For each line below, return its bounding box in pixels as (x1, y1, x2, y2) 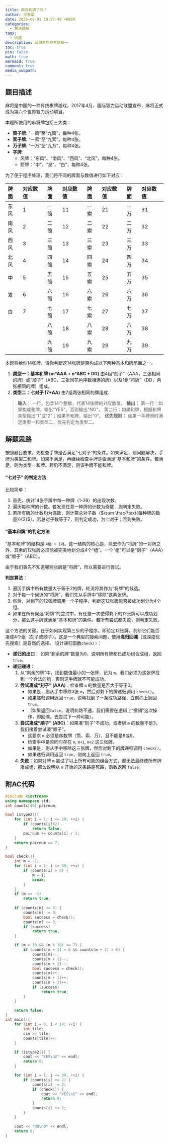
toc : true (5, 45, 26, 50)
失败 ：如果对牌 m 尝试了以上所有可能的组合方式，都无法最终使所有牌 (20, 758, 162, 764)
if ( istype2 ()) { (14, 1049, 51, 1054)
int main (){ (5, 1017, 30, 1022)
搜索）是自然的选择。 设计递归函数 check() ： (9, 640, 102, 646)
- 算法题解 (10, 26, 30, 31)
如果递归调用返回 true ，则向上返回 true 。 (27, 752, 115, 758)
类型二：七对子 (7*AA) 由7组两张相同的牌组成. (12, 389, 110, 395)
